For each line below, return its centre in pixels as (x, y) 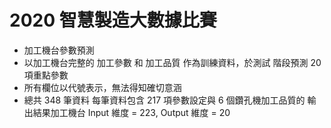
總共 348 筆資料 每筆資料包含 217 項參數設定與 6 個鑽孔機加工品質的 (164, 100)
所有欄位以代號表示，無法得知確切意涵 (102, 87)
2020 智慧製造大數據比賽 (113, 20)
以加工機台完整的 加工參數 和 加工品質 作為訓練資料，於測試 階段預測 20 (172, 62)
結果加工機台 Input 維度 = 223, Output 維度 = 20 (131, 112)
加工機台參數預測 (59, 50)
